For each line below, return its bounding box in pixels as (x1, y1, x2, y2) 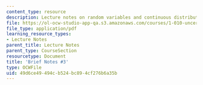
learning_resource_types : (6, 31, 71, 37)
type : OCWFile (6, 64, 42, 71)
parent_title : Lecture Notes (6, 42, 80, 48)
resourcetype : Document (6, 53, 66, 59)
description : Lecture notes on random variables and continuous (6, 14, 172, 20)
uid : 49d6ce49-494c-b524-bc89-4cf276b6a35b (6, 70, 118, 76)
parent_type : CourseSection (6, 48, 77, 54)
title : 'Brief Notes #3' (6, 59, 69, 65)
